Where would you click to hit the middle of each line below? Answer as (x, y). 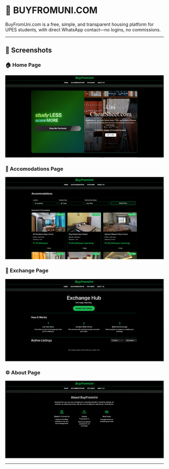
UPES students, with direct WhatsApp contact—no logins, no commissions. (83, 29)
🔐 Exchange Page (27, 271)
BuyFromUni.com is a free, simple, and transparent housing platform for (80, 24)
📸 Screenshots (29, 50)
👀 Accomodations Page (34, 169)
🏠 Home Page (23, 65)
